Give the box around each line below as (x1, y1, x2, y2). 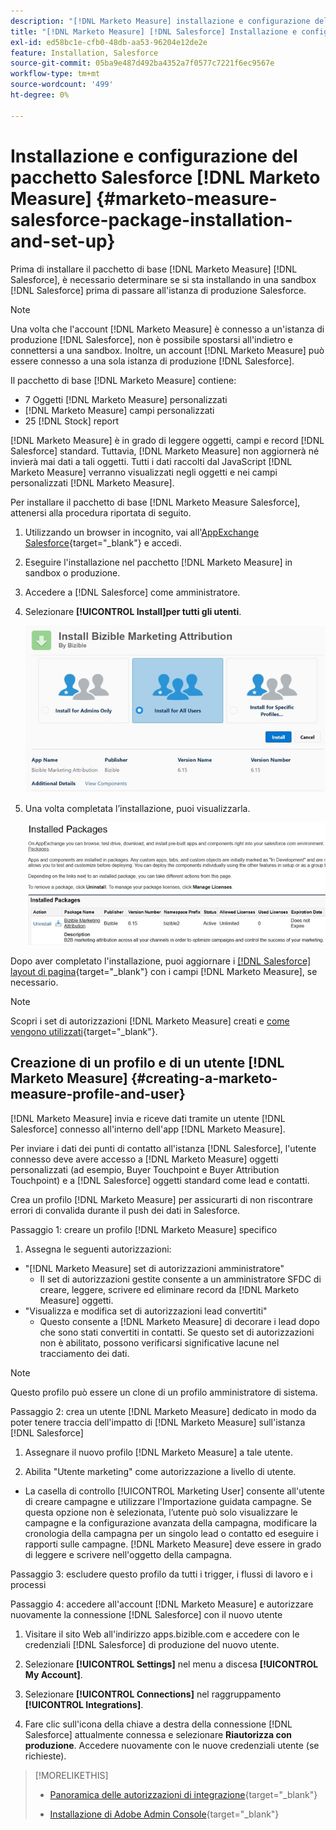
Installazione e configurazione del (10, 145, 298, 167)
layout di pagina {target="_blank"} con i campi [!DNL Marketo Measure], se (10, 965, 318, 977)
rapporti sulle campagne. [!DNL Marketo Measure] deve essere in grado (24, 1538, 322, 1550)
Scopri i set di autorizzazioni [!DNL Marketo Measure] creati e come (10, 1015, 290, 1027)
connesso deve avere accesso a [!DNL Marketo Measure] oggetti (10, 1153, 279, 1165)
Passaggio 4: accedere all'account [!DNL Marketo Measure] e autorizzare (10, 1598, 314, 1610)
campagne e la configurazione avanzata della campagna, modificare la (24, 1516, 318, 1529)
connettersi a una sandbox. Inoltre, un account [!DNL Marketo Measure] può (10, 344, 325, 356)
